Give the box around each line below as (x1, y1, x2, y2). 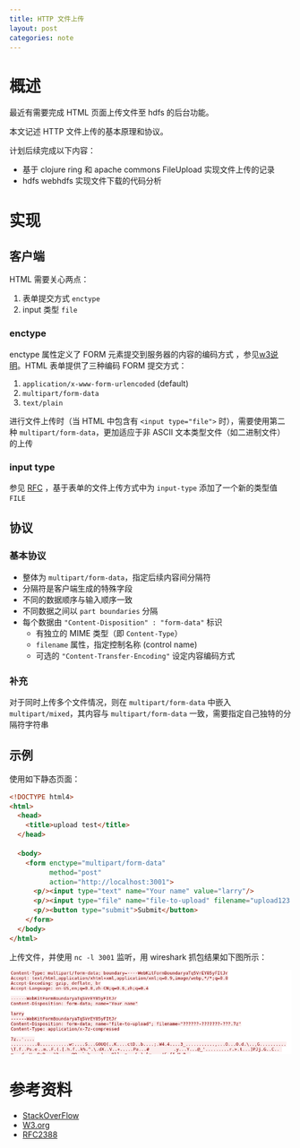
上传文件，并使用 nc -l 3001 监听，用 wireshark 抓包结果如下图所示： (9, 951, 268, 962)
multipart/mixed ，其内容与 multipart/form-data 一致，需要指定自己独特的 (9, 708, 284, 719)
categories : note (9, 33, 74, 42)
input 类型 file (21, 305, 78, 315)
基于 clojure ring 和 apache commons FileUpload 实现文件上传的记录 (21, 164, 276, 175)
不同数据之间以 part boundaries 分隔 (21, 605, 159, 616)
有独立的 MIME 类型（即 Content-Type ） (35, 627, 183, 638)
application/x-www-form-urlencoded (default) (21, 377, 190, 389)
